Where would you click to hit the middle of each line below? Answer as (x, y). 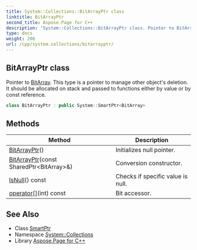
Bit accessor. (133, 193)
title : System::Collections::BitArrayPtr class (65, 11)
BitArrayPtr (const (33, 160)
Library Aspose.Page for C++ (50, 241)
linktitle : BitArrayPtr (35, 17)
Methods (23, 124)
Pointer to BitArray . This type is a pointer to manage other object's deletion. (97, 82)
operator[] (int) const (38, 193)
